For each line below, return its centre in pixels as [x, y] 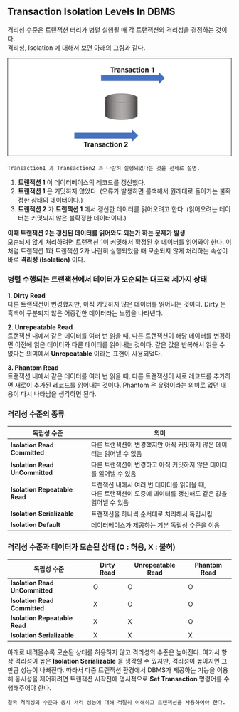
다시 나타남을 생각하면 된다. [59, 393]
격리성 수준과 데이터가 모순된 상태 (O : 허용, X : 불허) [91, 547]
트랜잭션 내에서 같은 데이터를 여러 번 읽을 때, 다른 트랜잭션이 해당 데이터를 [110, 335]
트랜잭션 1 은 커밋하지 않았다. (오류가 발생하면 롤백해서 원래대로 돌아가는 [118, 191]
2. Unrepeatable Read [40, 327]
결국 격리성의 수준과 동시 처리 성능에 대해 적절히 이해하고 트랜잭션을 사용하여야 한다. [117, 702]
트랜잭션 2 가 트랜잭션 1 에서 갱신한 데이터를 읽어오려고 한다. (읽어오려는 [118, 208]
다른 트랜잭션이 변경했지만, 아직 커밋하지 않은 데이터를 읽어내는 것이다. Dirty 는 [117, 304]
